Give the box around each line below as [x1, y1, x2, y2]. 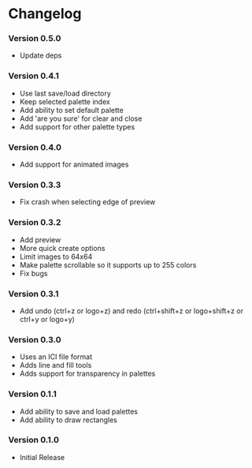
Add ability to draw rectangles [19, 415, 118, 425]
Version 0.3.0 [8, 334, 61, 345]
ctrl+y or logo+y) [19, 314, 75, 324]
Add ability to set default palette [19, 105, 124, 114]
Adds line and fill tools [19, 361, 92, 370]
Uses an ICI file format [19, 352, 93, 361]
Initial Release [19, 452, 65, 462]
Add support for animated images [19, 159, 129, 170]
